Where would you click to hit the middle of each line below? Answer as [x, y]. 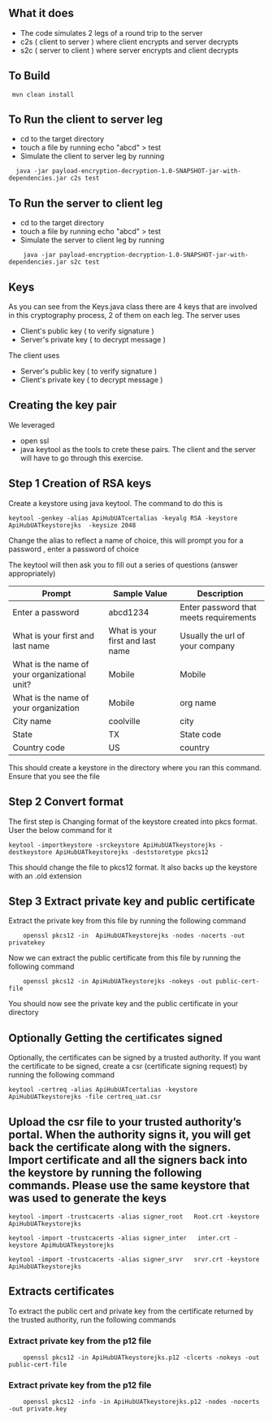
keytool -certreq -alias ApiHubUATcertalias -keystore [103, 1090]
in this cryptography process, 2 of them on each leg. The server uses [124, 316]
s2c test [85, 262]
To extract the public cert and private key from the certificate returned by [131, 1311]
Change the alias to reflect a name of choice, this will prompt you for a [126, 540]
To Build [29, 76]
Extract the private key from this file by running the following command [127, 921]
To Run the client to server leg [86, 120]
